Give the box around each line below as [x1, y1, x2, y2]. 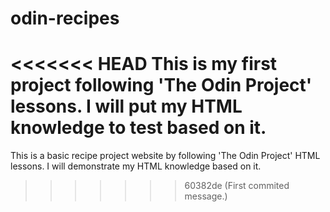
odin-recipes [10, 7, 120, 30]
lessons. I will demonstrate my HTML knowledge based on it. [10, 160, 262, 172]
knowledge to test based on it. [10, 117, 267, 139]
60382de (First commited [184, 180, 290, 192]
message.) [184, 190, 228, 202]
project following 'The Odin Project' [10, 74, 313, 97]
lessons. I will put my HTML [10, 95, 243, 118]
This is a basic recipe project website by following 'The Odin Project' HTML [10, 150, 321, 162]
